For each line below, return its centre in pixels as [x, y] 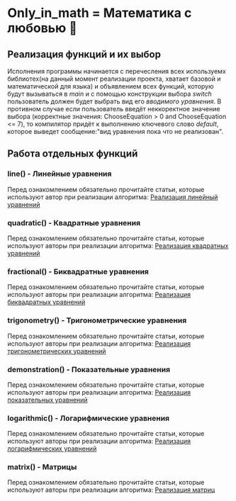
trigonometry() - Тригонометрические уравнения [97, 320]
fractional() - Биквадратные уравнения [78, 271]
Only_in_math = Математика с [100, 13]
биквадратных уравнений [46, 302]
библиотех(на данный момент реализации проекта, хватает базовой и [114, 79]
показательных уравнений [47, 400]
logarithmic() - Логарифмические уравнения [89, 418]
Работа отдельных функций [73, 154]
